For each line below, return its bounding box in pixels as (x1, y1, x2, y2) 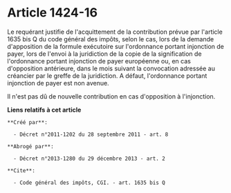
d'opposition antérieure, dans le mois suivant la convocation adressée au (7, 64, 216, 72)
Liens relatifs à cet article (7, 105, 82, 114)
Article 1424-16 (7, 5, 98, 21)
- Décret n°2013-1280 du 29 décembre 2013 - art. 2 (13, 155, 166, 162)
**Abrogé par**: (7, 143, 54, 150)
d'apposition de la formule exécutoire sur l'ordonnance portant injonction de (7, 42, 225, 50)
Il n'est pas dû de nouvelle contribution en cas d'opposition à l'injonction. (7, 92, 216, 101)
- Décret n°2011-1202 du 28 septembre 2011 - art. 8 (13, 131, 169, 138)
